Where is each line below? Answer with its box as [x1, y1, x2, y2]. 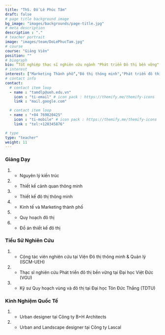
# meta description [5, 26, 45, 31]
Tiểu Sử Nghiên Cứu [5, 237, 54, 244]
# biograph [5, 58, 27, 63]
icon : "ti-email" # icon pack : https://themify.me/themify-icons [14, 94, 155, 99]
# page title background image [5, 16, 69, 21]
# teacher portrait [5, 35, 45, 40]
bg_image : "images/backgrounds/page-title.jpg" [5, 21, 105, 26]
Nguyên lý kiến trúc [19, 172, 59, 178]
